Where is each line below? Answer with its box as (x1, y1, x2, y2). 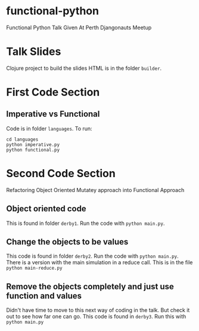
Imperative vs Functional (6, 109, 100, 119)
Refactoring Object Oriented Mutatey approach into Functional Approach (6, 186, 185, 193)
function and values (6, 290, 82, 301)
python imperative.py (6, 141, 60, 147)
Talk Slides (6, 45, 61, 58)
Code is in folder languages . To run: (6, 125, 92, 132)
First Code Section (6, 85, 100, 99)
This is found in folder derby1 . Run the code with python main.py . (6, 219, 165, 227)
